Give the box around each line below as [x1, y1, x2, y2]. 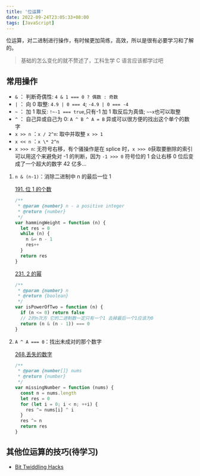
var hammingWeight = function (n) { [14, 220, 106, 225]
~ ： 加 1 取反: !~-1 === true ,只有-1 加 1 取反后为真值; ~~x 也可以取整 [14, 108, 181, 115]
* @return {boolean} [17, 293, 68, 299]
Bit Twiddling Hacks [14, 463, 64, 470]
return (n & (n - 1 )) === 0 [20, 320, 90, 327]
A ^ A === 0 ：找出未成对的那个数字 [14, 338, 102, 345]
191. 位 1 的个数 [14, 186, 52, 193]
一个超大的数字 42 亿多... [25, 160, 87, 168]
